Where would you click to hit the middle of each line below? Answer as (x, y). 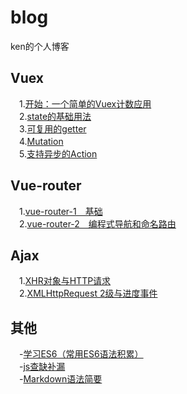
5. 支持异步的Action (58, 153)
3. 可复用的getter (52, 128)
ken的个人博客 (40, 46)
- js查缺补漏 (42, 367)
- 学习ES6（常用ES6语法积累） (81, 354)
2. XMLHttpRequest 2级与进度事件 (88, 293)
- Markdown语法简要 (60, 379)
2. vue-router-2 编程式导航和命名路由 (97, 223)
